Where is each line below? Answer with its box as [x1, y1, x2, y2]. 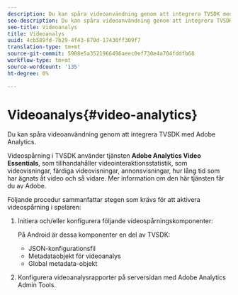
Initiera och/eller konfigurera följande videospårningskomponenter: [17, 217, 214, 225]
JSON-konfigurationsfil [28, 245, 96, 253]
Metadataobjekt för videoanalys [28, 252, 122, 260]
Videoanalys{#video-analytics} [7, 107, 198, 123]
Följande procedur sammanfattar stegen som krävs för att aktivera [7, 195, 200, 204]
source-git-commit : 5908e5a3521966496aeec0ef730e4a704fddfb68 [7, 50, 195, 58]
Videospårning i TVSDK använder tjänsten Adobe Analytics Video [7, 151, 202, 160]
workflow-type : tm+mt [7, 57, 72, 64]
